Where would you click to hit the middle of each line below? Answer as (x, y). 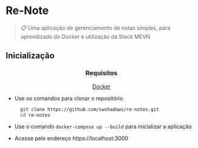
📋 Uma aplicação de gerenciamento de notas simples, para (95, 27)
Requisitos (101, 73)
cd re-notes (35, 115)
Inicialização (30, 56)
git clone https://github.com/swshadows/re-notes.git (90, 109)
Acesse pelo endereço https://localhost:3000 (71, 138)
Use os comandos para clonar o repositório (69, 98)
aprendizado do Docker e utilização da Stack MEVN (85, 37)
